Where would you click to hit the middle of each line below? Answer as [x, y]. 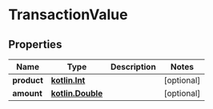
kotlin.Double [77, 93]
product [28, 80]
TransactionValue [68, 15]
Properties [35, 44]
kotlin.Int [68, 80]
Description [133, 67]
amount [27, 93]
